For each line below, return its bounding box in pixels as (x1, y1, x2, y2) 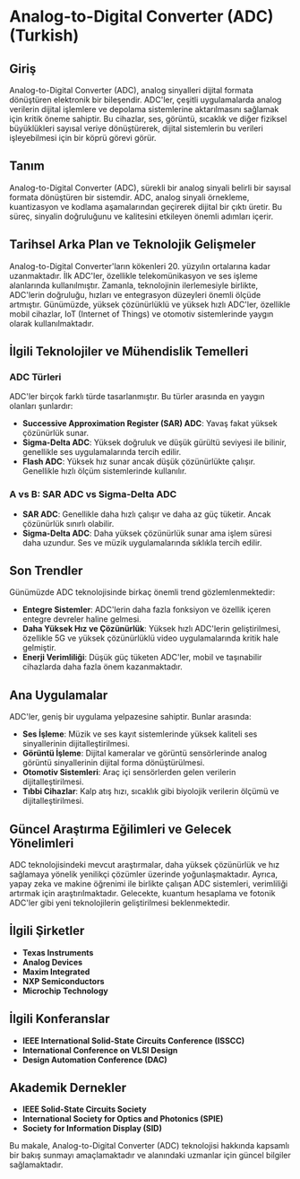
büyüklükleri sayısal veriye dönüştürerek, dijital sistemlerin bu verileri (9, 123, 264, 134)
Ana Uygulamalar (9, 687, 108, 703)
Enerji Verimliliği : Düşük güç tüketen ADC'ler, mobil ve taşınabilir (21, 652, 262, 663)
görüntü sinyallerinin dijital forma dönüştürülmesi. (21, 757, 205, 768)
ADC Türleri (9, 371, 62, 383)
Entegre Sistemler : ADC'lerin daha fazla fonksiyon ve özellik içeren (21, 604, 271, 616)
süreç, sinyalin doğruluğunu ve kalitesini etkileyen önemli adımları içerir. (9, 211, 274, 222)
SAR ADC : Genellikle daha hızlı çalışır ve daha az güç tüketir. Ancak (21, 509, 271, 520)
